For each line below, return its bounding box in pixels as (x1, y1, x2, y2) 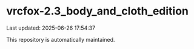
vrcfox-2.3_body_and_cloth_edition (6, 4, 189, 18)
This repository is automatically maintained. (6, 36, 115, 43)
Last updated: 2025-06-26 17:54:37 (6, 24, 96, 31)
